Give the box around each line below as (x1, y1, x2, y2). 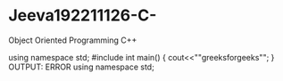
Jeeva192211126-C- (8, 5, 157, 26)
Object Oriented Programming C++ (8, 35, 137, 45)
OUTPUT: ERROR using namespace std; (8, 61, 155, 72)
